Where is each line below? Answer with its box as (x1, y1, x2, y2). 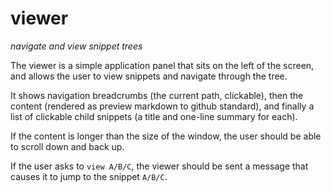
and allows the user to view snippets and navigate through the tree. (10, 70, 288, 82)
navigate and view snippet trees (10, 40, 143, 52)
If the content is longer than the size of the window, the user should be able (10, 130, 322, 142)
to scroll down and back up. (10, 140, 125, 152)
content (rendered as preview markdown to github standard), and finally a (10, 100, 315, 112)
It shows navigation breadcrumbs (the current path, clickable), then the (10, 89, 304, 101)
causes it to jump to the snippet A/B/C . (10, 170, 168, 182)
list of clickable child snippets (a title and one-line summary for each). (10, 110, 298, 122)
